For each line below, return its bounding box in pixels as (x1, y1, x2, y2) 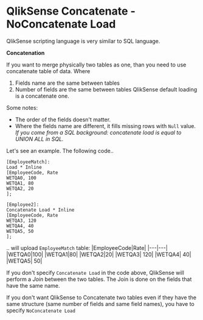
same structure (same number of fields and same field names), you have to (6, 300, 194, 307)
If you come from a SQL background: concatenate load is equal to (15, 129, 182, 136)
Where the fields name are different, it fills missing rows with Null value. (15, 122, 196, 129)
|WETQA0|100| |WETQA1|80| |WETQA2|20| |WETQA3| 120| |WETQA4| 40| (6, 251, 191, 258)
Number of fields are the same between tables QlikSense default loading (15, 85, 198, 93)
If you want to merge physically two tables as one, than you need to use (6, 61, 187, 68)
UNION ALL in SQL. (15, 135, 64, 143)
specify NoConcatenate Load (6, 307, 76, 314)
